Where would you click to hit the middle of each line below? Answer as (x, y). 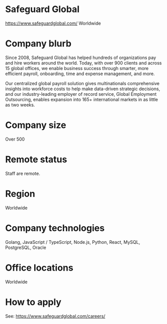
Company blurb (38, 44)
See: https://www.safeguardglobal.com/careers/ (55, 316)
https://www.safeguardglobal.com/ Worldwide (53, 23)
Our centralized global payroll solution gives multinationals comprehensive (82, 83)
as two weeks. (20, 105)
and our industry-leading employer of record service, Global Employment (81, 94)
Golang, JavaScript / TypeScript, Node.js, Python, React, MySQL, (73, 242)
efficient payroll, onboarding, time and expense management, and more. (80, 74)
